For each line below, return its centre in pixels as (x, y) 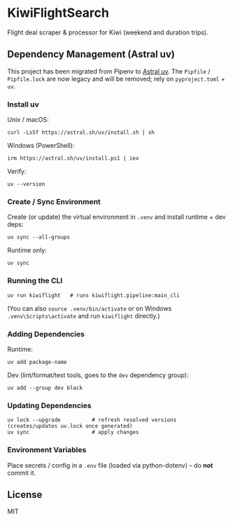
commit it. (22, 473)
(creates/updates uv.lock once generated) (70, 426)
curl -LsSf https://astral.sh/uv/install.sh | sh (81, 133)
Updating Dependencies (49, 405)
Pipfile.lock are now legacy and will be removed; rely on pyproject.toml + (116, 79)
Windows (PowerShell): (41, 146)
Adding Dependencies (46, 334)
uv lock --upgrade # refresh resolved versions (92, 420)
